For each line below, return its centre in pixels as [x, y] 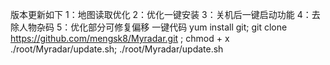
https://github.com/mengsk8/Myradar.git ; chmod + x [120, 38]
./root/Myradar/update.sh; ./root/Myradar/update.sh [117, 49]
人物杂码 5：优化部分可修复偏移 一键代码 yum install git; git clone [153, 27]
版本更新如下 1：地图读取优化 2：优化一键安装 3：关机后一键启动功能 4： [161, 14]
